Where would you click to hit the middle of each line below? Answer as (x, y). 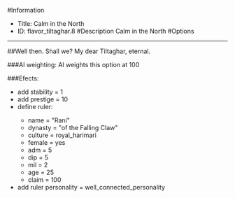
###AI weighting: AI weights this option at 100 (73, 65)
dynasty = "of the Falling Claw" (73, 128)
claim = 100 (44, 180)
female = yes (47, 142)
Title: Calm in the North (51, 23)
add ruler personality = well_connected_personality (91, 187)
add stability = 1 (40, 92)
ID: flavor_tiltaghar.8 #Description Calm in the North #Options (106, 31)
